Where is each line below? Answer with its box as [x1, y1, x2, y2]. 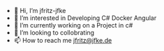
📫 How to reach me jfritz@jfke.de [13, 37, 112, 44]
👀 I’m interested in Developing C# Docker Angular [13, 14, 157, 22]
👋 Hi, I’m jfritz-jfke [13, 7, 66, 14]
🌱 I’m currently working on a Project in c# [13, 21, 133, 29]
